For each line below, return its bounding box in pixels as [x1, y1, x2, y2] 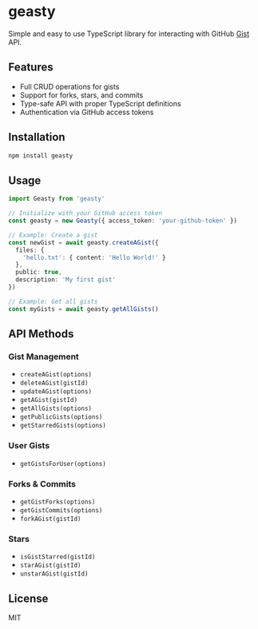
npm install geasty [8, 151, 73, 160]
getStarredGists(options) [19, 422, 106, 430]
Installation [8, 130, 65, 144]
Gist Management [8, 351, 80, 362]
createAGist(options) [19, 371, 92, 379]
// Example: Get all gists [8, 297, 98, 305]
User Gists [8, 440, 50, 452]
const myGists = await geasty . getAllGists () [8, 305, 159, 313]
